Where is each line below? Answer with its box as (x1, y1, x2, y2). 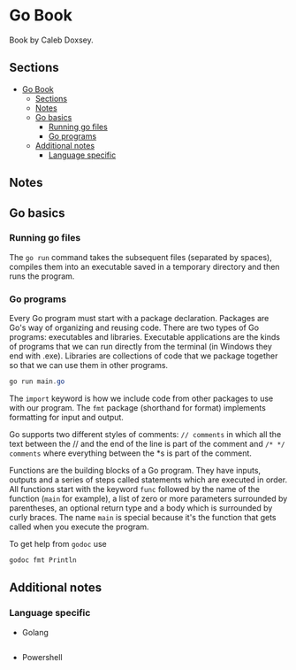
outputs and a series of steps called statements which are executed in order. (9, 474, 288, 485)
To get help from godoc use (9, 539, 108, 549)
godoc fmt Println (9, 556, 77, 565)
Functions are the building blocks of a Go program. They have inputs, (9, 466, 262, 475)
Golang (21, 627, 49, 637)
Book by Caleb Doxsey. (9, 35, 95, 45)
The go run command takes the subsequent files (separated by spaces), (9, 251, 272, 262)
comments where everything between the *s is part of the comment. (9, 448, 252, 458)
